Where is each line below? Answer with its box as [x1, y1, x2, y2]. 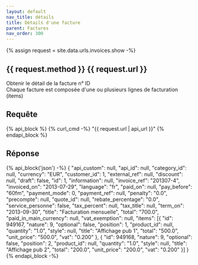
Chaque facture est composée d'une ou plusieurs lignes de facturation [6, 86, 178, 93]
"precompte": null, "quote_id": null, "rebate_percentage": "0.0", [6, 196, 160, 203]
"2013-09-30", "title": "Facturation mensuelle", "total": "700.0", [6, 208, 159, 215]
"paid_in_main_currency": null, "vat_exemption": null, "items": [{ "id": [6, 214, 173, 222]
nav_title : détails [6, 14, 54, 20]
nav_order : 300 [6, 31, 44, 37]
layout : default [6, 8, 46, 15]
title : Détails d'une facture [6, 20, 81, 25]
